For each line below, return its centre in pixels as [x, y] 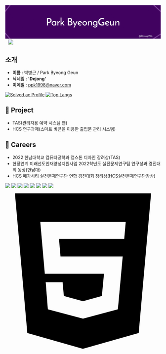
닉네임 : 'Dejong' [29, 79]
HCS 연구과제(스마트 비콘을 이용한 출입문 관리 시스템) [64, 129]
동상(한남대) [29, 169]
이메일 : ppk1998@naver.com [42, 85]
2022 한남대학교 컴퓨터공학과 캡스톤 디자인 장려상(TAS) [66, 157]
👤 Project [19, 110]
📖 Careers [21, 145]
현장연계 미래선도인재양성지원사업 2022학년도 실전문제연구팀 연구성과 [80, 163]
